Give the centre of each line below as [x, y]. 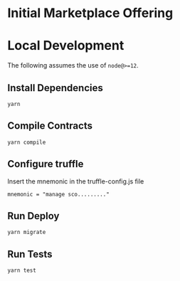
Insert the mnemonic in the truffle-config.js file [76, 181]
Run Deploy [33, 216]
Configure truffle [46, 164]
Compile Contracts [50, 126]
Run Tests [30, 254]
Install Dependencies [55, 88]
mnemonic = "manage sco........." [59, 194]
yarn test [22, 271]
